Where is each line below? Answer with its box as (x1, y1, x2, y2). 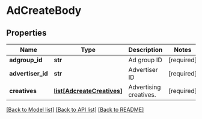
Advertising (128, 83, 161, 91)
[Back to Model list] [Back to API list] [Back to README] (6, 106, 144, 113)
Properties (6, 28, 47, 38)
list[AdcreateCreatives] (54, 87, 123, 95)
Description (128, 46, 163, 54)
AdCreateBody (6, 4, 82, 18)
